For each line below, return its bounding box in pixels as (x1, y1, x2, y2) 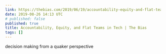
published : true (5, 21, 39, 26)
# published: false (5, 16, 45, 21)
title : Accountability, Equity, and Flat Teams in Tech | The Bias (5, 26, 147, 30)
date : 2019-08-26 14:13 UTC (5, 12, 63, 17)
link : (5, 7, 16, 12)
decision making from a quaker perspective (5, 44, 94, 49)
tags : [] (5, 30, 23, 35)
